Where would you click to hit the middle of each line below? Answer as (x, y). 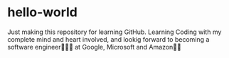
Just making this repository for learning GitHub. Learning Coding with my (114, 32)
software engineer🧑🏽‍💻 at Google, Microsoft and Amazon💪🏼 (94, 47)
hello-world (43, 12)
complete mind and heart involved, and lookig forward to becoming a (108, 39)
